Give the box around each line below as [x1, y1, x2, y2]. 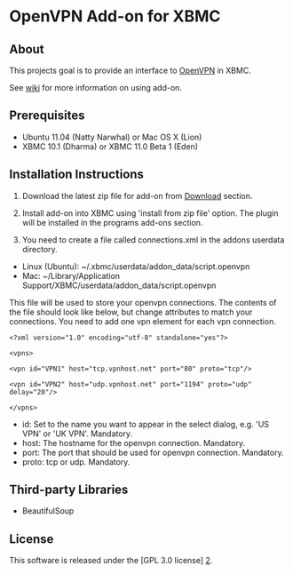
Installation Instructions [9, 167, 145, 182]
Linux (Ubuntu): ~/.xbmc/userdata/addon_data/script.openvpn [21, 260, 250, 272]
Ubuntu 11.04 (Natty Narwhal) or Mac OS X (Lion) [21, 132, 202, 142]
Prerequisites [9, 108, 85, 124]
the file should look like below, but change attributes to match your [9, 307, 253, 317]
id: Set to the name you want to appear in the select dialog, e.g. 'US [21, 419, 269, 429]
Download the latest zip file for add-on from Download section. [21, 190, 253, 201]
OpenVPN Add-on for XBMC [9, 6, 221, 27]
